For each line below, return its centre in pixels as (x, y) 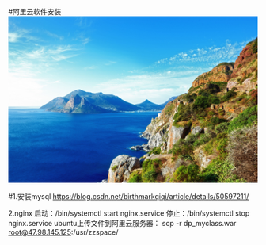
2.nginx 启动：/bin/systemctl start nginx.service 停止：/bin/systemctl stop (129, 213)
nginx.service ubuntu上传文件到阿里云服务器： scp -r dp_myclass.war (122, 223)
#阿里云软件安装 (35, 11)
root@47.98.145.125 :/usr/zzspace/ (63, 232)
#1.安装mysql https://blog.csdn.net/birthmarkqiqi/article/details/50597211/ (129, 196)
